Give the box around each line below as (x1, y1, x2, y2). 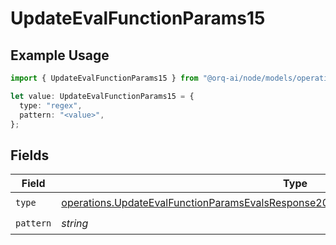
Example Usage (10, 47, 110, 64)
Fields (10, 147, 50, 164)
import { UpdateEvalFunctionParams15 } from (10, 73, 199, 83)
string (61, 216, 89, 230)
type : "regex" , (19, 100, 83, 111)
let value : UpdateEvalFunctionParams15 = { (10, 91, 195, 101)
